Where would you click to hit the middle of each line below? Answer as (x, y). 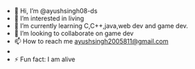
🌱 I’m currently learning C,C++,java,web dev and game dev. (101, 26)
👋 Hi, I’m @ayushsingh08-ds (56, 11)
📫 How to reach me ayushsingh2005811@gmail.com (91, 41)
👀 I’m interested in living (49, 18)
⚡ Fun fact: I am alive (45, 59)
